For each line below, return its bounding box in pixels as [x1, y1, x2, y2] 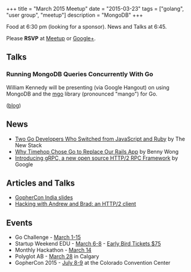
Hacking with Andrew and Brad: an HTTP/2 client [14, 201, 137, 208]
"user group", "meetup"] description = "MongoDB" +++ [6, 11, 144, 19]
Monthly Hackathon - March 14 [14, 246, 92, 254]
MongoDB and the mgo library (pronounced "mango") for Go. [6, 90, 157, 97]
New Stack [14, 141, 42, 149]
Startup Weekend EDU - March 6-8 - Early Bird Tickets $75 [14, 240, 161, 247]
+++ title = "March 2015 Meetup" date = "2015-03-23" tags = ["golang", [6, 5, 184, 12]
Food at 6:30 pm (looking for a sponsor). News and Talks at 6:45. [6, 23, 167, 30]
